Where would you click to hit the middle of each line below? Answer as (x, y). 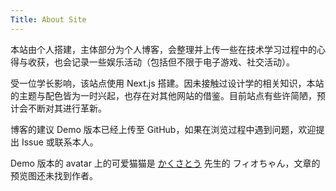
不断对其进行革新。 (67, 108)
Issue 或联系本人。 (60, 142)
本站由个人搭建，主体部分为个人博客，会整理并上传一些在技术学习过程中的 (163, 49)
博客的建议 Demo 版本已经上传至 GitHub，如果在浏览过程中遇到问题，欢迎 (163, 129)
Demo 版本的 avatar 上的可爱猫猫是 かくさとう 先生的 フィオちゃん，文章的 (165, 163)
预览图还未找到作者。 (54, 175)
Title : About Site (48, 19)
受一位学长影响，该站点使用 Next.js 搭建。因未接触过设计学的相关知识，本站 (167, 83)
